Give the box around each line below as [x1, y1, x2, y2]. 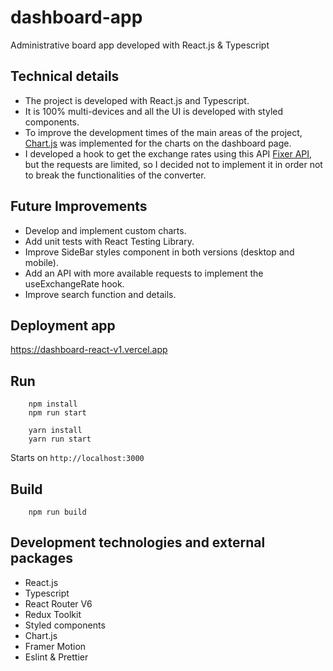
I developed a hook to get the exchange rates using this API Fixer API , [24, 147, 313, 160]
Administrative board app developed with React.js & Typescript [10, 39, 270, 51]
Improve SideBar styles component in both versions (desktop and [24, 246, 295, 258]
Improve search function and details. [24, 288, 177, 300]
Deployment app [10, 317, 116, 334]
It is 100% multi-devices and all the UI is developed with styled [24, 105, 284, 117]
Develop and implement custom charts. [24, 224, 187, 236]
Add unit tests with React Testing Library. [24, 235, 195, 247]
